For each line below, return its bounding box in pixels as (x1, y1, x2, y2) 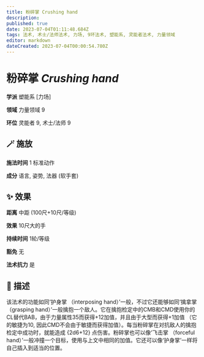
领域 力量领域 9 (6, 106, 45, 113)
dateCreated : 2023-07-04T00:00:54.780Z (6, 44, 108, 50)
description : (6, 15, 40, 21)
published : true (6, 20, 48, 26)
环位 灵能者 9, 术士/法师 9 (6, 119, 71, 126)
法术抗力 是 (6, 261, 35, 269)
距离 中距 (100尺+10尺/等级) (6, 209, 77, 217)
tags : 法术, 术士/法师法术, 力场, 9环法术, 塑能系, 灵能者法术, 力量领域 (6, 32, 176, 38)
